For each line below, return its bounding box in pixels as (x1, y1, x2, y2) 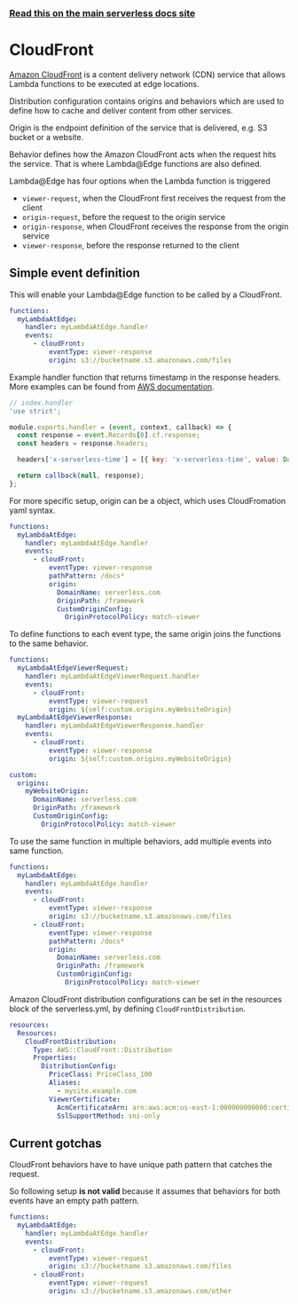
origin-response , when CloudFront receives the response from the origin (21, 221, 289, 232)
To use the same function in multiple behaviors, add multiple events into (9, 836, 272, 846)
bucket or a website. (9, 131, 84, 142)
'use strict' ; (9, 406, 62, 415)
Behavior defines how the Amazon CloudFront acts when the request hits (9, 149, 277, 160)
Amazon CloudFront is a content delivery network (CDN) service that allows (9, 69, 286, 80)
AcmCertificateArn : (56, 1103, 129, 1112)
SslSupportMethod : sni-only (56, 1112, 161, 1120)
